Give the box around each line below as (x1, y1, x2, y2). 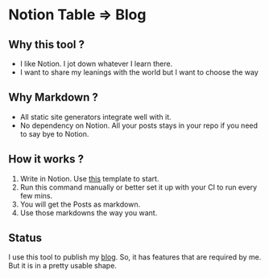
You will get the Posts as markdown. (19, 199, 141, 209)
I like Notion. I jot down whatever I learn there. (19, 59, 173, 68)
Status (8, 231, 43, 245)
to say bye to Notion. (19, 129, 89, 138)
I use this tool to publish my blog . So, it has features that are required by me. (8, 252, 262, 262)
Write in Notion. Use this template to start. (19, 174, 159, 183)
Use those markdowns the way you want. (19, 207, 158, 218)
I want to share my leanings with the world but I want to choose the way (19, 67, 259, 77)
